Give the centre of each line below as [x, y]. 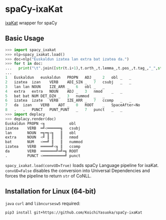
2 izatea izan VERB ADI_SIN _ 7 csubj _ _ [68, 82]
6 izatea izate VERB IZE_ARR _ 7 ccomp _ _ [68, 101]
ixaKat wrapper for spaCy [31, 23]
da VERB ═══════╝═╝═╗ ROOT [42, 151]
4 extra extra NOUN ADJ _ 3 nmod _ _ [64, 91]
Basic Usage [25, 38]
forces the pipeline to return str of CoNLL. [48, 176]
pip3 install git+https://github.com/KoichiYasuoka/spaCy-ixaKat [74, 212]
